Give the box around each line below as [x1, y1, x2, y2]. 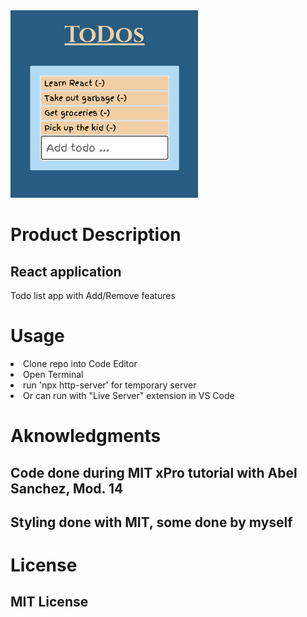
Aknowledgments [10, 425, 162, 448]
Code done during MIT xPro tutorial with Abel [10, 464, 298, 481]
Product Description [10, 224, 182, 246]
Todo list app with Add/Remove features [10, 290, 176, 301]
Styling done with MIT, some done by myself [10, 514, 293, 531]
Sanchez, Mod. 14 [10, 480, 124, 497]
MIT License [10, 594, 89, 611]
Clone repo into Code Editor [23, 357, 138, 369]
